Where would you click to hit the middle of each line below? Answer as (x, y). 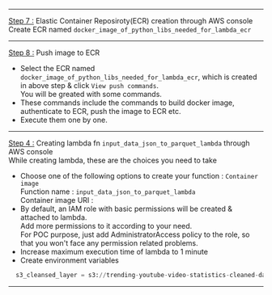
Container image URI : (57, 200)
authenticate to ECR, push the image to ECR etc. (100, 111)
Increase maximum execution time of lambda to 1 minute (114, 252)
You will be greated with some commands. (91, 94)
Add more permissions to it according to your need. (106, 226)
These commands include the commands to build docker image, (127, 103)
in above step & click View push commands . (89, 85)
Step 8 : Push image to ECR (54, 53)
